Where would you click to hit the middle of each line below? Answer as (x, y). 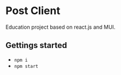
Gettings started (36, 45)
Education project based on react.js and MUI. (60, 27)
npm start (26, 66)
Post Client (33, 11)
